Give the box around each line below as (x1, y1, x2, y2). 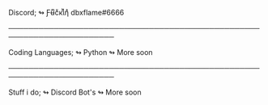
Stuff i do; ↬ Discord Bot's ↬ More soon (8, 87, 142, 97)
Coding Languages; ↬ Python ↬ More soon (8, 48, 153, 57)
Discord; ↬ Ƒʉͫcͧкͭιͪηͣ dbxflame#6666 (8, 8, 125, 17)
